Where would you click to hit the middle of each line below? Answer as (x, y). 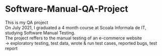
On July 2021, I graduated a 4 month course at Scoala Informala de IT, (76, 27)
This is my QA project (27, 22)
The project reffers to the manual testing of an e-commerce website (73, 38)
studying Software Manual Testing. (40, 33)
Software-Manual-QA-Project (67, 9)
